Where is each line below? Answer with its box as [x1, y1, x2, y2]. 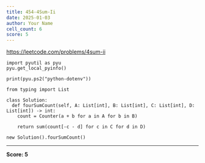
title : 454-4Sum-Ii [6, 9, 56, 15]
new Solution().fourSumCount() [6, 134, 86, 140]
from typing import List [6, 86, 70, 93]
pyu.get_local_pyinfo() [6, 65, 67, 72]
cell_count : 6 [6, 26, 43, 32]
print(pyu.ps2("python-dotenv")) [6, 76, 92, 82]
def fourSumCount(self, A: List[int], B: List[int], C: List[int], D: [12, 103, 195, 109]
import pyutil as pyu [6, 60, 62, 66]
